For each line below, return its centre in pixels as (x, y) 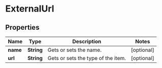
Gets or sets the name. (75, 50)
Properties (22, 27)
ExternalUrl (30, 9)
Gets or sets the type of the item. (87, 58)
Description (87, 42)
